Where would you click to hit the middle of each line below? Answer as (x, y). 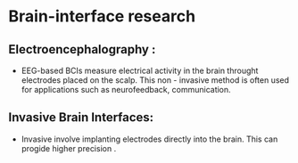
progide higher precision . (69, 148)
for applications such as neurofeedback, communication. (126, 90)
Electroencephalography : (82, 49)
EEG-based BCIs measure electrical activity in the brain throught (140, 70)
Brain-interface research (102, 16)
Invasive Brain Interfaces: (81, 118)
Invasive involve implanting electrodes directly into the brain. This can (149, 139)
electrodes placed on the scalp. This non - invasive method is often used (155, 80)
